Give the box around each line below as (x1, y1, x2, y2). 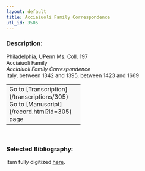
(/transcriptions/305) (9, 93, 68, 101)
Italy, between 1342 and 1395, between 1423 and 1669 (6, 72, 140, 79)
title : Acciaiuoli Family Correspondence (6, 14, 111, 20)
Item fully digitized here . (6, 158, 65, 165)
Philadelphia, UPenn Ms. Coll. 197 (6, 53, 88, 60)
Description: (6, 39, 43, 47)
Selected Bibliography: (6, 145, 74, 153)
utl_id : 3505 (6, 20, 39, 26)
